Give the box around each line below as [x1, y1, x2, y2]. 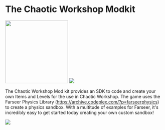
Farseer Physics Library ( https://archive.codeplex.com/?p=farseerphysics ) [5, 99, 159, 105]
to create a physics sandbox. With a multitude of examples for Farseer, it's [5, 104, 159, 110]
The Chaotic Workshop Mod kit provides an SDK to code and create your [5, 88, 156, 94]
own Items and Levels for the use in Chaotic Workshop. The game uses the [5, 93, 160, 99]
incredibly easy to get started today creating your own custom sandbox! [5, 109, 154, 115]
